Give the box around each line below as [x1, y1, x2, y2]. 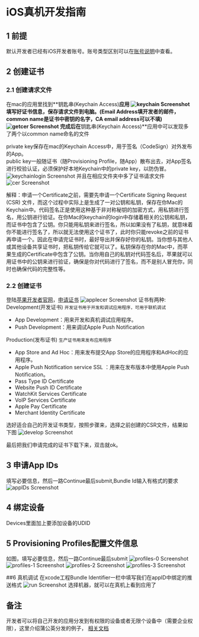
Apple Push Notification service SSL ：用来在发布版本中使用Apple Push [14, 363, 190, 370]
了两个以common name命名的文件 [6, 130, 90, 137]
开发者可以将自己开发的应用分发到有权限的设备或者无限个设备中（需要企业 [6, 617, 188, 625]
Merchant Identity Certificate [14, 409, 85, 416]
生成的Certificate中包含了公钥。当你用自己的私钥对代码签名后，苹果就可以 [11, 250, 193, 258]
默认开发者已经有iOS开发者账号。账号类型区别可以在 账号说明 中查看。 [6, 48, 176, 55]
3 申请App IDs [6, 460, 59, 470]
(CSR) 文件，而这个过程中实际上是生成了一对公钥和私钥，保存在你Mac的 [6, 199, 183, 206]
